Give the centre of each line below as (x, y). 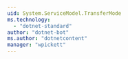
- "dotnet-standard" (43, 26)
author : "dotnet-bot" (38, 32)
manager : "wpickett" (37, 45)
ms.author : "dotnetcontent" (47, 39)
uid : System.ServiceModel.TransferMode (64, 13)
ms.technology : (29, 20)
